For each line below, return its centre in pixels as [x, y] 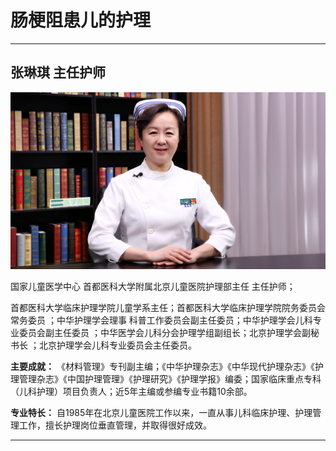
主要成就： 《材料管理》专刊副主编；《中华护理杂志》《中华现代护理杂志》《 [162, 367]
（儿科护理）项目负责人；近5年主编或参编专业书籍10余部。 [131, 392]
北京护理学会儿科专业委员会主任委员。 [117, 345]
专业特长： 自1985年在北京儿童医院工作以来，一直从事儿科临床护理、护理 [161, 413]
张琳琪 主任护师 [58, 72]
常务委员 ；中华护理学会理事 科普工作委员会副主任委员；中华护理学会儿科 [161, 320]
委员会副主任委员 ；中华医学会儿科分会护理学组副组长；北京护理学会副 [164, 333]
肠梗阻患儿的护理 [81, 20]
